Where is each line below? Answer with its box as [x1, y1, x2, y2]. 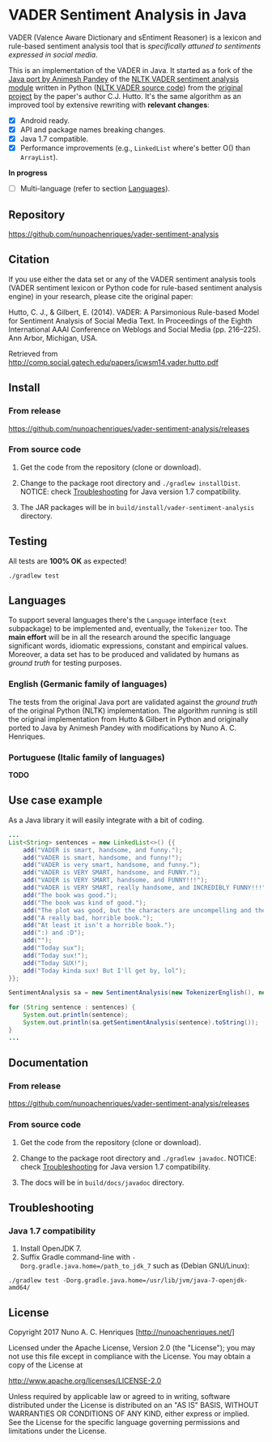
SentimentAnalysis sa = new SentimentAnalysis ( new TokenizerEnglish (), [8, 989, 255, 997]
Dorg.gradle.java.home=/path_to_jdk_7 [19, 1263, 151, 1271]
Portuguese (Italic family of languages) [8, 752, 165, 763]
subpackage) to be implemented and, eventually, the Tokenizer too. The [8, 624, 249, 633]
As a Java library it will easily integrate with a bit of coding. [8, 815, 205, 825]
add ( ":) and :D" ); [23, 929, 85, 938]
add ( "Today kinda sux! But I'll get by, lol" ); [23, 967, 186, 975]
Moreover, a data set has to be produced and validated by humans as [8, 650, 240, 659]
